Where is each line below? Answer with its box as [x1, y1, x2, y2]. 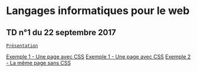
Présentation [6, 43, 38, 49]
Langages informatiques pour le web [6, 4, 190, 18]
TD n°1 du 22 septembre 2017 [6, 28, 116, 37]
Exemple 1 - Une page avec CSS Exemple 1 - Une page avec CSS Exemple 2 [6, 53, 191, 60]
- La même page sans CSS [6, 60, 71, 66]
